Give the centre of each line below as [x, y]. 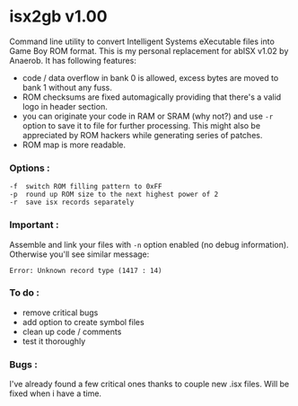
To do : [25, 293]
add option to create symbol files [83, 322]
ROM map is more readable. [74, 145]
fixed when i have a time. [55, 393]
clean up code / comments [72, 331]
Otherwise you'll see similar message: [79, 254]
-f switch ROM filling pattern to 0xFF [86, 187]
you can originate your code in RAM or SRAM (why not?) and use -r [148, 116]
